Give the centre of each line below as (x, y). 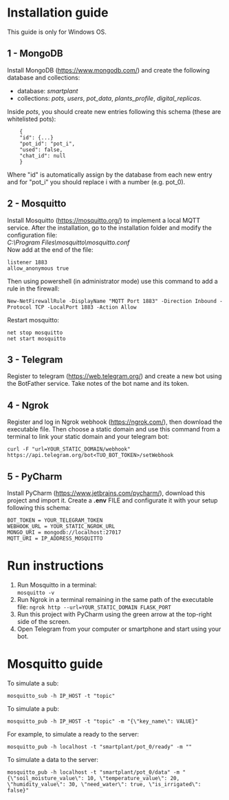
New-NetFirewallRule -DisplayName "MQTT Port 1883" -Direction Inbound (112, 301)
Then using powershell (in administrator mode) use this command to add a (112, 281)
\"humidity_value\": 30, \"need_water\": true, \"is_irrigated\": (104, 784)
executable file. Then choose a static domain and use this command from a (114, 429)
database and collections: (44, 77)
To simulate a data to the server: (53, 759)
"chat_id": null (43, 156)
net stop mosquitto (35, 333)
